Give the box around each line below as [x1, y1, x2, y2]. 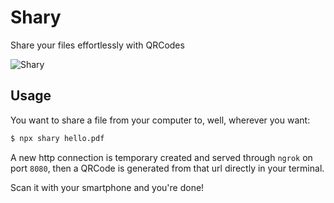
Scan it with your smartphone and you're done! [10, 181, 205, 193]
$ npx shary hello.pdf [10, 133, 105, 143]
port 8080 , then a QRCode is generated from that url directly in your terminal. [10, 162, 325, 174]
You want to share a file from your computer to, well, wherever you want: [10, 114, 311, 126]
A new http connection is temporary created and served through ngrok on [10, 151, 313, 163]
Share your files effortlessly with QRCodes [10, 39, 185, 51]
